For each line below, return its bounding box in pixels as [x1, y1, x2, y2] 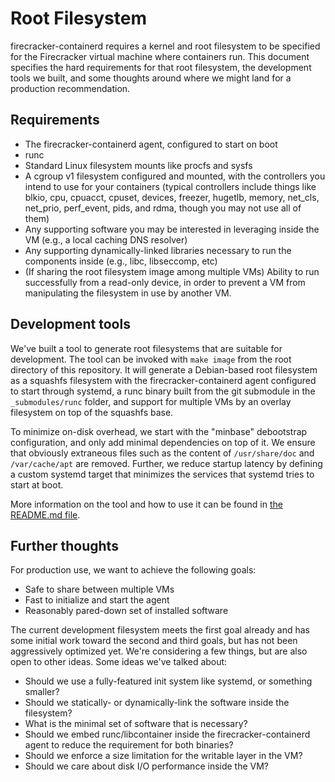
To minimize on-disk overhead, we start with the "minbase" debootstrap [10, 425, 308, 437]
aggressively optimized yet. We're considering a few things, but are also [10, 645, 308, 657]
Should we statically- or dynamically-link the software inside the [24, 697, 290, 709]
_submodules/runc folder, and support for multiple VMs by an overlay [10, 395, 292, 407]
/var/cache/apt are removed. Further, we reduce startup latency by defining [10, 457, 323, 469]
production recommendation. [10, 82, 131, 94]
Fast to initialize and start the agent [24, 594, 170, 606]
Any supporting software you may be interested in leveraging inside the [24, 223, 320, 235]
